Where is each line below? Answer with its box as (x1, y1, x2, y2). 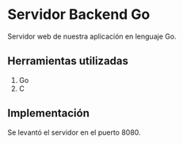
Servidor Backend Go (7, 6, 151, 24)
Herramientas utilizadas (7, 54, 128, 68)
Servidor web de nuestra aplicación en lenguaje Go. (7, 32, 177, 41)
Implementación (7, 106, 90, 120)
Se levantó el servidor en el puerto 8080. (7, 128, 141, 137)
